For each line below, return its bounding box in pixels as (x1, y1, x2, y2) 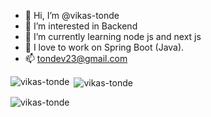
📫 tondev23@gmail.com (24, 53, 128, 64)
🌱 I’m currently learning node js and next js (24, 31, 202, 42)
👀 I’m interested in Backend (24, 20, 138, 32)
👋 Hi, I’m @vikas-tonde (24, 10, 120, 21)
